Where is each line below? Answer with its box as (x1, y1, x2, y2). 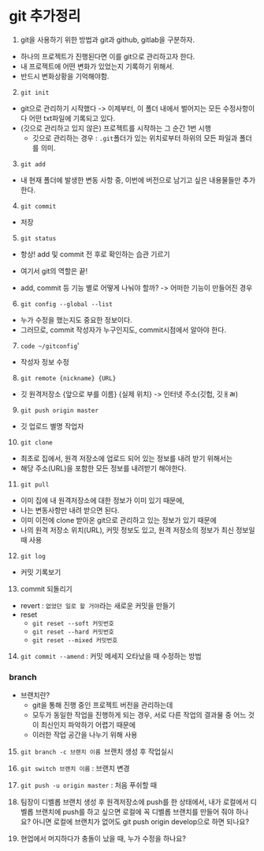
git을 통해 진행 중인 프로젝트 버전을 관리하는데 (32, 701, 173, 710)
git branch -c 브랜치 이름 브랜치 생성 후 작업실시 (20, 747, 174, 756)
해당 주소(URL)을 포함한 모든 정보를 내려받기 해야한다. (20, 463, 187, 473)
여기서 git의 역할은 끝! (20, 266, 88, 275)
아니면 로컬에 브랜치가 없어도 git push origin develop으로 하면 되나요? (32, 817, 250, 826)
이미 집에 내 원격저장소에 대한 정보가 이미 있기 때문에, (20, 495, 184, 505)
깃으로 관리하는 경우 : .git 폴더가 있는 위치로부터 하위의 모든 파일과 (32, 133, 238, 142)
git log (20, 552, 46, 560)
